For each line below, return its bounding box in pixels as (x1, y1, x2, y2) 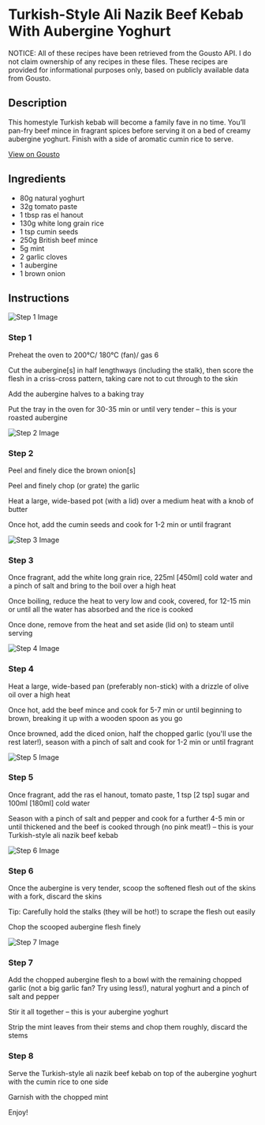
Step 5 (8, 772, 34, 783)
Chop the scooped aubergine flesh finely (8, 922, 141, 932)
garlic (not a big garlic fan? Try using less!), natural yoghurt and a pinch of (8, 984, 249, 993)
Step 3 (8, 555, 34, 566)
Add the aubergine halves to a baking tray (8, 389, 144, 398)
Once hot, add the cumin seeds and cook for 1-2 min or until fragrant (8, 519, 231, 529)
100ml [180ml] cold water (8, 798, 91, 808)
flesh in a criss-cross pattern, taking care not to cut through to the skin (8, 373, 238, 383)
